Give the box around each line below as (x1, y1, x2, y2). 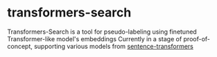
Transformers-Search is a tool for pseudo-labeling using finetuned (7, 27, 198, 36)
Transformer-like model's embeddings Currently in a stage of (7, 34, 182, 43)
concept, (7, 42, 33, 50)
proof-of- (183, 34, 210, 43)
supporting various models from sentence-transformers (33, 42, 194, 50)
